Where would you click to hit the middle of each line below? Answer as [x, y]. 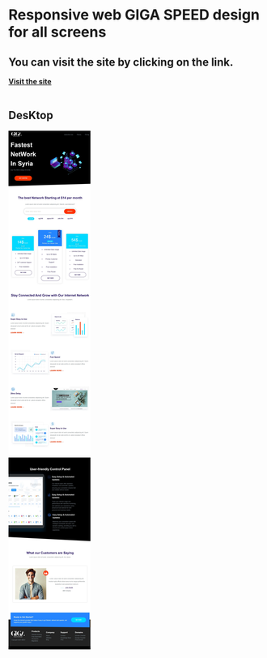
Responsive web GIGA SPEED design [134, 15]
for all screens [57, 32]
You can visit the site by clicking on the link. [121, 62]
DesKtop [31, 115]
